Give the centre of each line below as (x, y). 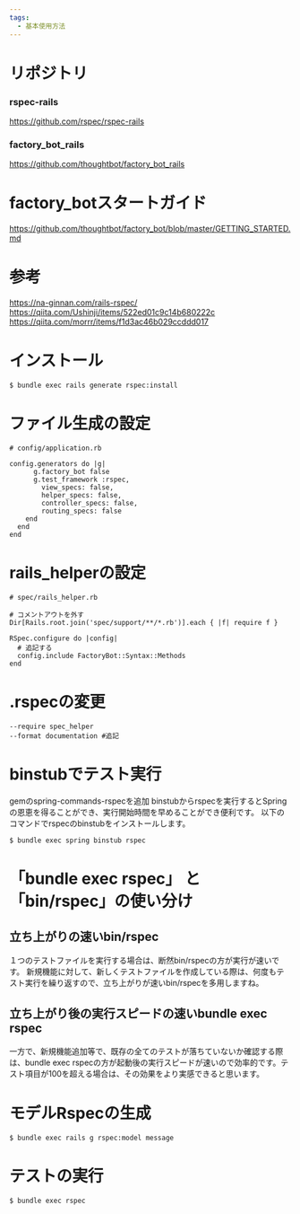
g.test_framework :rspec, (81, 480)
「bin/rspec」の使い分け (101, 901)
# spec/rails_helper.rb (54, 597)
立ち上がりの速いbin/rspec (84, 937)
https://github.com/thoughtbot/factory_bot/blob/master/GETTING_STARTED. (150, 229)
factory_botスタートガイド (108, 203)
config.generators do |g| (57, 464)
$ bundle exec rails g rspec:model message (92, 1138)
